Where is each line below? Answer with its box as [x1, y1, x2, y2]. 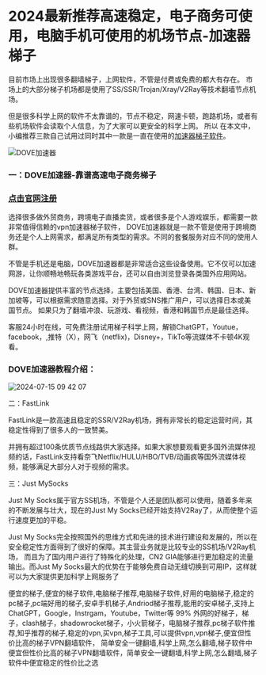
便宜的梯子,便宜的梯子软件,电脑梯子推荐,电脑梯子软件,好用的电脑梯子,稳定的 [8, 589, 255, 598]
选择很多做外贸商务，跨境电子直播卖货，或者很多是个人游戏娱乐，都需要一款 [8, 212, 258, 222]
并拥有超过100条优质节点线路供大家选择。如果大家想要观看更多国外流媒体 [8, 442, 249, 452]
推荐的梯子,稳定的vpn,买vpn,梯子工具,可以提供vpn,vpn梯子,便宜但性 [31, 628, 252, 638]
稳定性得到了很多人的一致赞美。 [8, 425, 112, 435]
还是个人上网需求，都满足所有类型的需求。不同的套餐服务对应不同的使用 [14, 232, 251, 242]
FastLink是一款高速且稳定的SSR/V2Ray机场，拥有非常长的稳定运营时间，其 [8, 415, 253, 425]
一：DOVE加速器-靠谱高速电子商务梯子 [8, 170, 157, 181]
